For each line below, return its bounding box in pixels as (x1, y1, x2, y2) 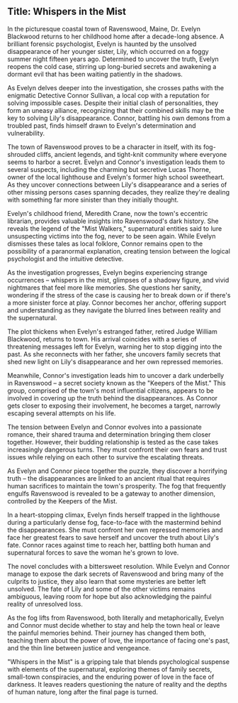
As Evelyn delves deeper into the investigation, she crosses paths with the (7, 83, 225, 92)
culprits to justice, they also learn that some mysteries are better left (7, 577, 207, 585)
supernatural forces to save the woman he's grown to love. (7, 548, 179, 557)
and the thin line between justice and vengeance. (7, 643, 151, 652)
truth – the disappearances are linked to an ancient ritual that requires (7, 474, 210, 482)
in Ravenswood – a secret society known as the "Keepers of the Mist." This (7, 378, 226, 387)
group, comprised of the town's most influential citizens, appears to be (7, 386, 214, 395)
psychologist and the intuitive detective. (7, 254, 124, 263)
